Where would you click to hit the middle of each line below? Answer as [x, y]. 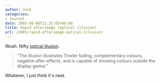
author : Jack [18, 10]
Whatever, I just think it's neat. [35, 75]
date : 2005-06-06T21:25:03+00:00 [39, 23]
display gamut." [33, 66]
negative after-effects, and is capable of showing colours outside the [86, 61]
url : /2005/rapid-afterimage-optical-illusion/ [54, 32]
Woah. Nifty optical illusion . [32, 46]
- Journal [15, 19]
